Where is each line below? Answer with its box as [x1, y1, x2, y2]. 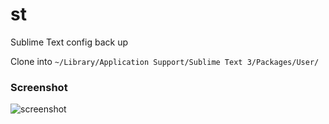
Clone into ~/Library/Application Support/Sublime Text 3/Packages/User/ [10, 55, 320, 67]
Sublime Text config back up [10, 36, 129, 48]
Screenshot [10, 80, 68, 94]
